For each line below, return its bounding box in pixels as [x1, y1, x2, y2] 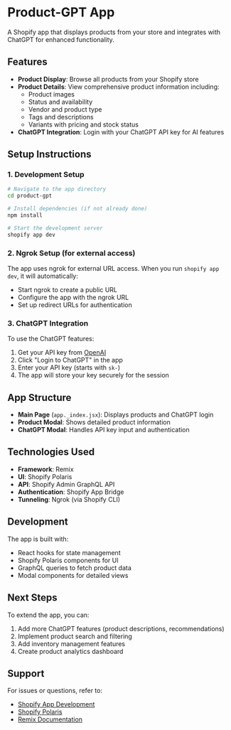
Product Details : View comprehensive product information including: [17, 82, 220, 91]
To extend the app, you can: [7, 611, 90, 619]
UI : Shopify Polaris [17, 472, 72, 481]
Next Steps [7, 591, 58, 604]
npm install [7, 212, 43, 219]
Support [7, 667, 45, 680]
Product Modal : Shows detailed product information [17, 418, 171, 426]
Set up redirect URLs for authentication [17, 300, 133, 309]
